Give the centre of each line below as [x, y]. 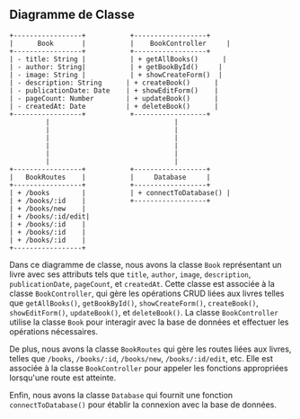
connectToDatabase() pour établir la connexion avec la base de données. [143, 405]
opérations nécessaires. [54, 331]
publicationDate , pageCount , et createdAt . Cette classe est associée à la [142, 283]
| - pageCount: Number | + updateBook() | [114, 98]
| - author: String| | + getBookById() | [116, 67]
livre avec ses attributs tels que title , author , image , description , [130, 274]
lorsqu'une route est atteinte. [63, 378]
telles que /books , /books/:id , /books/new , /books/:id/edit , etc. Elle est [141, 358]
